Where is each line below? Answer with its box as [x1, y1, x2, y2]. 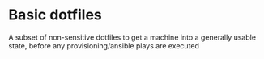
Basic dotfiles [8, 6, 103, 24]
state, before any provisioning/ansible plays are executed [8, 40, 200, 50]
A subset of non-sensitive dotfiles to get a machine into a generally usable [8, 32, 257, 42]
